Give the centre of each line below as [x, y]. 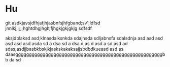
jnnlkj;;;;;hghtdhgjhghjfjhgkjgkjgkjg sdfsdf [49, 28]
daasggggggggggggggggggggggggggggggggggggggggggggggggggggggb [85, 54]
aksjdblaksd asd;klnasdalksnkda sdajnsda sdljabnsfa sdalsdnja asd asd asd [84, 38]
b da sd [13, 59]
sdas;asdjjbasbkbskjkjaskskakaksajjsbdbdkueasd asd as [64, 49]
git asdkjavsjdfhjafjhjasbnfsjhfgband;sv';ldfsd [53, 23]
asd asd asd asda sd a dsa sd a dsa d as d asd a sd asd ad [66, 43]
